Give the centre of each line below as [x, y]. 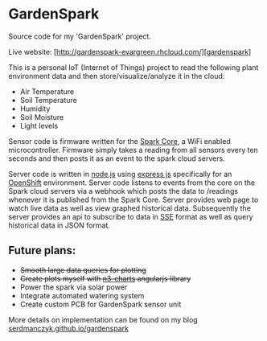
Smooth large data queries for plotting [83, 269]
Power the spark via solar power [74, 287]
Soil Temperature [49, 100]
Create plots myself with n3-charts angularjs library [105, 278]
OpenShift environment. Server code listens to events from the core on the [132, 183]
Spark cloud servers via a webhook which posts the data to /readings [123, 191]
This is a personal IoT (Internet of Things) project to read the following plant [133, 67]
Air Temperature [47, 91]
